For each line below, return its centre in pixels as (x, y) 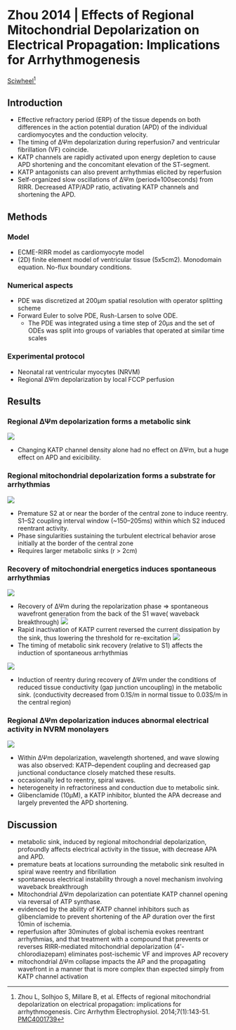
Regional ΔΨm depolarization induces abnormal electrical (108, 720)
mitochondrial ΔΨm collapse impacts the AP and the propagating (111, 962)
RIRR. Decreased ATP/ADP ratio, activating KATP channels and (108, 187)
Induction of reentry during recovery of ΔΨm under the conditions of (117, 679)
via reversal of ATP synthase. (60, 902)
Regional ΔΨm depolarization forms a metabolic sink (99, 421)
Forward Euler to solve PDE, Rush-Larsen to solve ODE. (97, 316)
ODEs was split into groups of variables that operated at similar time (126, 330)
